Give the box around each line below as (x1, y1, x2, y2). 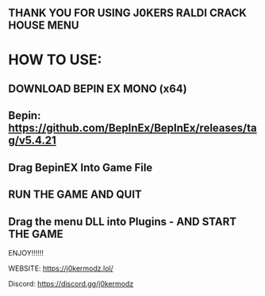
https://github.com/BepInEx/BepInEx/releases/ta (8, 121, 257, 135)
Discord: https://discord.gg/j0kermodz (8, 279, 134, 288)
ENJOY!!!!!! (8, 248, 44, 257)
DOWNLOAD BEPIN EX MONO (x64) (8, 82, 188, 95)
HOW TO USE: (8, 51, 102, 68)
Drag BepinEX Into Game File (8, 160, 153, 174)
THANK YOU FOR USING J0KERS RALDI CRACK (8, 6, 248, 20)
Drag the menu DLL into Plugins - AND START (8, 214, 236, 229)
